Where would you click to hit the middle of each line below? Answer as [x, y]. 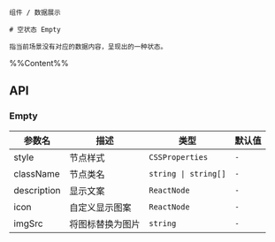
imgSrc [28, 223]
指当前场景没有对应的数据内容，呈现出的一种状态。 [88, 47]
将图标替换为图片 [105, 223]
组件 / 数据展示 [35, 12]
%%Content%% [39, 63]
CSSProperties [179, 157]
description [37, 190]
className [37, 173]
